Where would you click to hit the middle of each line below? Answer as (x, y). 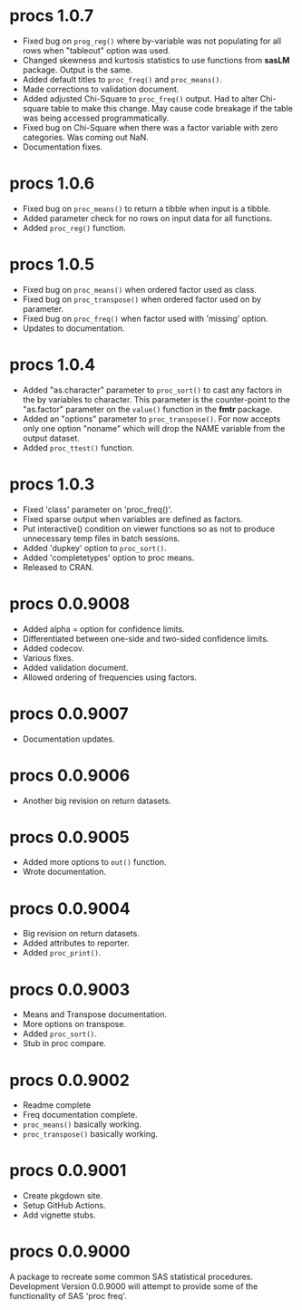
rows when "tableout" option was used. (96, 50)
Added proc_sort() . (60, 1033)
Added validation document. (75, 667)
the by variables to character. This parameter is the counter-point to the (156, 399)
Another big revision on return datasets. (97, 801)
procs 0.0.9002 (69, 1080)
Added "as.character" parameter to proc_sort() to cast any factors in (152, 390)
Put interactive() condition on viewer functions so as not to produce (148, 529)
